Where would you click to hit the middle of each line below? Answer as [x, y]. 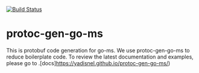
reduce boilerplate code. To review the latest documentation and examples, [100, 57]
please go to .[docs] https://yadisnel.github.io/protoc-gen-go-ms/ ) [88, 63]
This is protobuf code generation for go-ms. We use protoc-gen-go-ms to [98, 50]
